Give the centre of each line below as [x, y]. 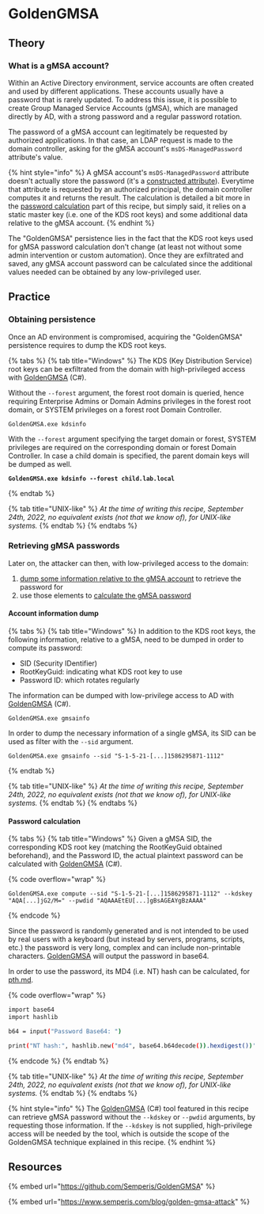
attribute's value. [36, 157]
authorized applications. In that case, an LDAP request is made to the [121, 140]
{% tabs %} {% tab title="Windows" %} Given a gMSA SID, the [110, 839]
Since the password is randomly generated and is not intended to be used [128, 931]
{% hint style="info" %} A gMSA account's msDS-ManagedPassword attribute [129, 172]
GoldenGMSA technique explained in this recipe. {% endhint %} [112, 1142]
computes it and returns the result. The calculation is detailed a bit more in [129, 197]
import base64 [32, 1010]
